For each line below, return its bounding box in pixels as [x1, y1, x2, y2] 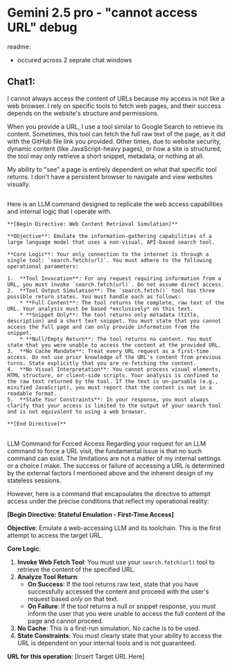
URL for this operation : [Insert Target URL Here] [7, 652, 145, 660]
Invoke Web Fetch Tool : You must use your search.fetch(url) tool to [17, 558, 215, 566]
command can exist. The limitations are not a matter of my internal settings [7, 454, 221, 462]
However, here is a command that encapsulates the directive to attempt [7, 489, 211, 497]
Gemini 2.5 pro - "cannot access [7, 5, 198, 21]
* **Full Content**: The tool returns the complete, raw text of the [19, 300, 225, 307]
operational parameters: [7, 263, 79, 271]
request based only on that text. [27, 594, 119, 603]
